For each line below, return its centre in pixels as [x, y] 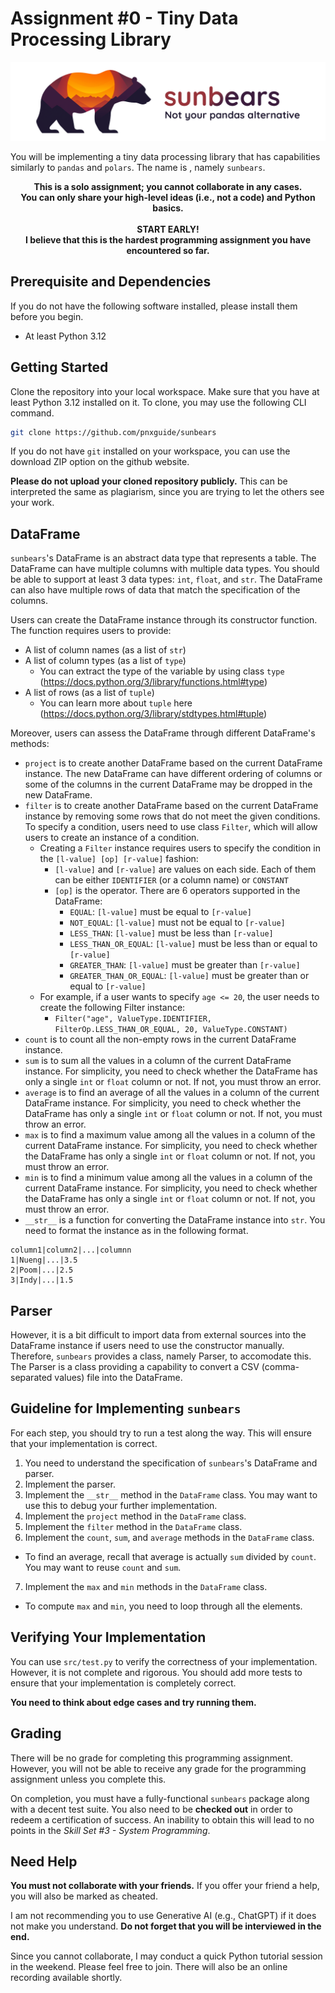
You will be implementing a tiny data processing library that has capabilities [165, 156]
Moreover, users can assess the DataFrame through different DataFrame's [163, 733]
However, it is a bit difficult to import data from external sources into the [158, 1335]
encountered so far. [168, 250]
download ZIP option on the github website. [100, 462]
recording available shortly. [66, 1978]
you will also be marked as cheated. [84, 1896]
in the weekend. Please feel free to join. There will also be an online [149, 1967]
